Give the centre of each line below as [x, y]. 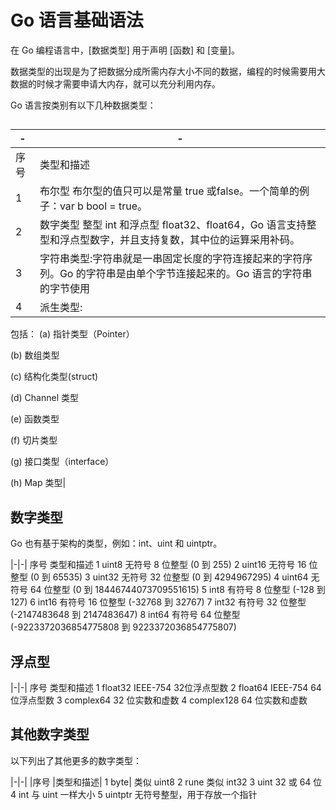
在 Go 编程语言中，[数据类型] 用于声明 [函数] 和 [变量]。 [125, 50]
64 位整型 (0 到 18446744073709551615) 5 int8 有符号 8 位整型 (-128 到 [177, 590]
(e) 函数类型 [35, 419]
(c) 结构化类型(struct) [54, 377]
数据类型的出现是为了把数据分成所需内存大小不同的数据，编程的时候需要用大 [168, 71]
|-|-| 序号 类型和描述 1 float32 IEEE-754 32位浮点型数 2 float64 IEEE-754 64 [166, 687]
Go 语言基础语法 [77, 20]
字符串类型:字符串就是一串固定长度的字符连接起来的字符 [171, 259]
